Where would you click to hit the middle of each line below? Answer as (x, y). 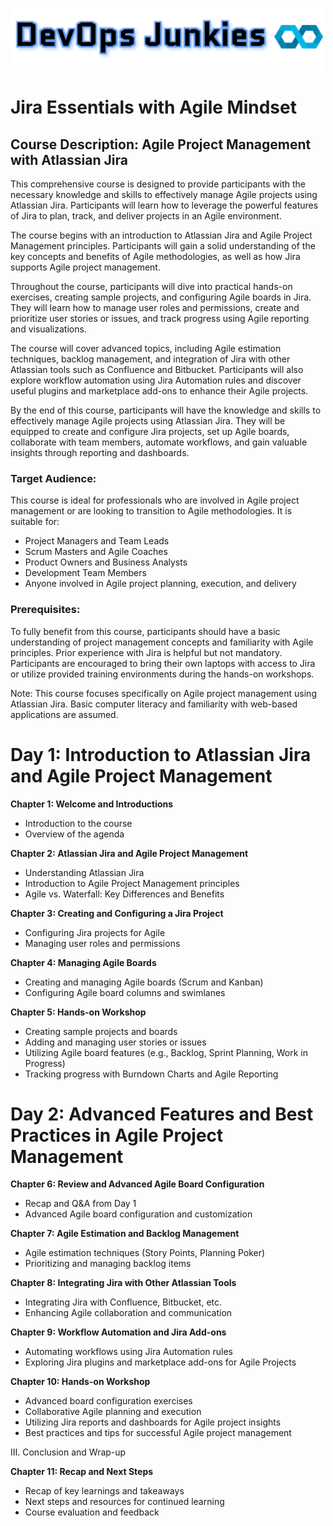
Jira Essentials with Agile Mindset (153, 107)
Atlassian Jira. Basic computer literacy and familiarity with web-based (154, 704)
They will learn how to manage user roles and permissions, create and (155, 307)
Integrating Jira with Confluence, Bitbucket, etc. (123, 1302)
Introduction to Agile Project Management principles (132, 883)
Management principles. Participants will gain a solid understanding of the (163, 246)
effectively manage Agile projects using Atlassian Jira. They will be (148, 421)
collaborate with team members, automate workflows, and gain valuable (159, 442)
